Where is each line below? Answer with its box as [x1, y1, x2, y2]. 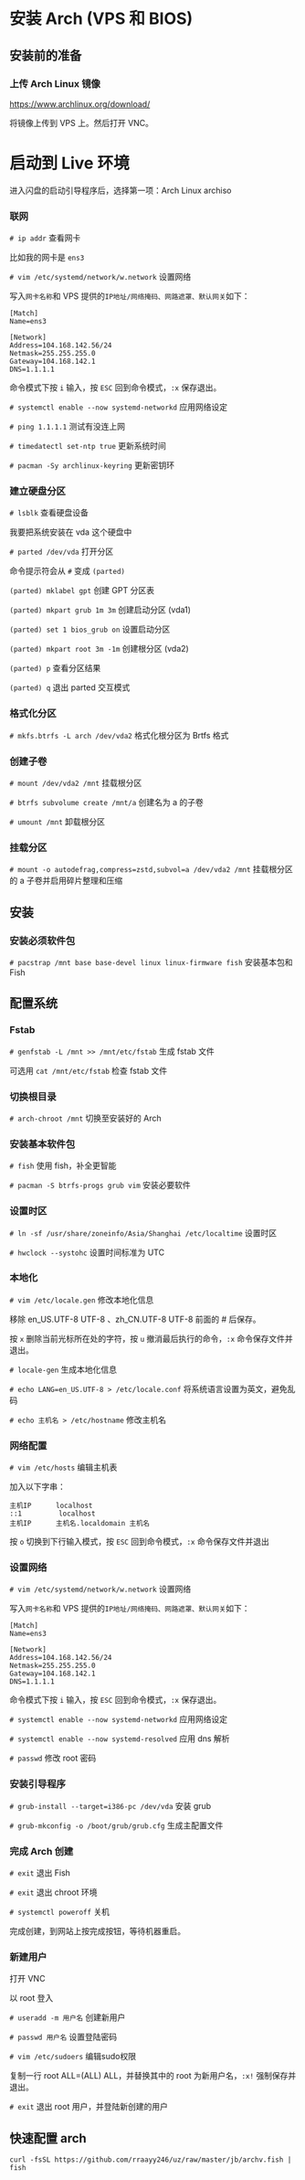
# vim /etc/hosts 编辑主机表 [9, 1462, 118, 1473]
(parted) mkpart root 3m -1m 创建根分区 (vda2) [9, 643, 189, 654]
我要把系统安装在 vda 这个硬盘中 [9, 526, 132, 537]
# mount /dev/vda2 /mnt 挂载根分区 [9, 778, 142, 788]
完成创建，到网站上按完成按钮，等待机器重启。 [9, 1926, 185, 1937]
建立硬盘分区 [9, 485, 67, 498]
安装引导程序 [9, 1778, 67, 1791]
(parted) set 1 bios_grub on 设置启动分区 [9, 623, 171, 635]
